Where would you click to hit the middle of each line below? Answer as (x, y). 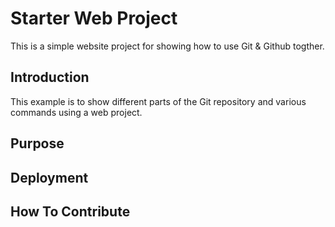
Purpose (37, 143)
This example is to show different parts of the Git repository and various (158, 101)
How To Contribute (70, 211)
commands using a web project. (76, 112)
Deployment (49, 177)
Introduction (50, 77)
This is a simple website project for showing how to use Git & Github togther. (167, 46)
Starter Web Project (94, 18)
